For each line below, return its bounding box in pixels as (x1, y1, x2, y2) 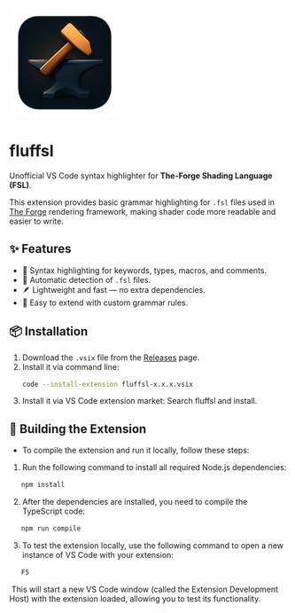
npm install (20, 481, 66, 490)
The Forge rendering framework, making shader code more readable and (9, 206, 276, 216)
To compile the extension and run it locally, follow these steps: (21, 445, 250, 456)
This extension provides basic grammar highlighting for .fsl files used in (9, 197, 276, 208)
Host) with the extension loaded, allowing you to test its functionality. (9, 593, 261, 604)
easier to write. (9, 216, 64, 226)
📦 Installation (9, 324, 89, 339)
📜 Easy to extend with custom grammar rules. (21, 297, 189, 308)
